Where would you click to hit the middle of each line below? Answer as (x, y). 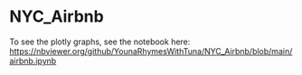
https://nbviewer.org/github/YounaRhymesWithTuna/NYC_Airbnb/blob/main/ (151, 51)
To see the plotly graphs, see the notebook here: (100, 42)
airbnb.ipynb (33, 61)
